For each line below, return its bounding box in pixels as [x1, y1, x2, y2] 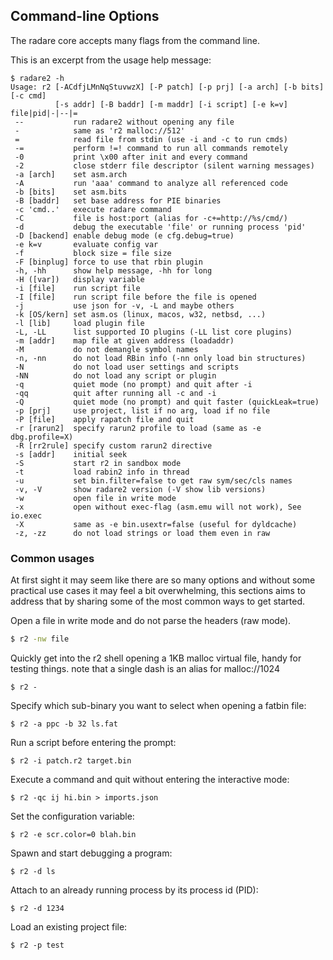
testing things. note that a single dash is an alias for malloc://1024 [10, 662, 280, 674]
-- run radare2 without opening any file [14, 117, 235, 127]
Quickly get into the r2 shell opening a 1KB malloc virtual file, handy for [10, 652, 302, 664]
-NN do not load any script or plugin [14, 370, 217, 381]
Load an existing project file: [10, 920, 128, 933]
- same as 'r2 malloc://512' [14, 125, 186, 136]
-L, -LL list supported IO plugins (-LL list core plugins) [14, 327, 293, 337]
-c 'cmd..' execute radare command [14, 204, 172, 214]
